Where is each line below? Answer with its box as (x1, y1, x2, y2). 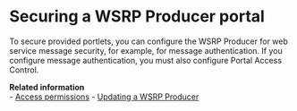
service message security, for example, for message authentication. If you (9, 45, 284, 55)
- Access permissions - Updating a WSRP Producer (9, 91, 199, 102)
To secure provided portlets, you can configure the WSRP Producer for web (9, 36, 289, 47)
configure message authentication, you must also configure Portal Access (9, 55, 283, 65)
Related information (9, 81, 85, 92)
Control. (9, 64, 39, 75)
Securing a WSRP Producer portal (9, 6, 266, 27)
